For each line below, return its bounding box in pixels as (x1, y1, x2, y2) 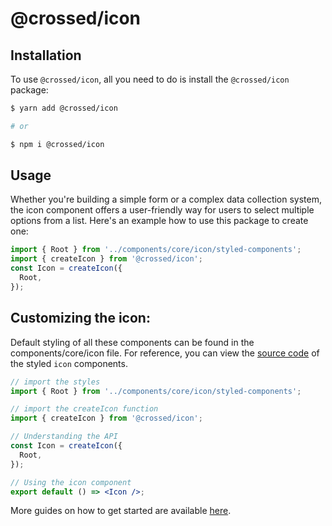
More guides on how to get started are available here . (10, 505, 232, 517)
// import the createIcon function (10, 404, 159, 414)
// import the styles (10, 377, 101, 387)
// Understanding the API (10, 432, 118, 442)
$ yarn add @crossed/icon (10, 103, 118, 113)
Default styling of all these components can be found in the (10, 336, 255, 348)
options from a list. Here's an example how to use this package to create (10, 215, 309, 227)
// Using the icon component (10, 477, 132, 487)
